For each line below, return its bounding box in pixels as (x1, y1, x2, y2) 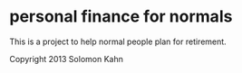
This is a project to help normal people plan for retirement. (9, 36, 227, 47)
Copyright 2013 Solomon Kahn (9, 53, 124, 64)
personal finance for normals (9, 6, 233, 27)
